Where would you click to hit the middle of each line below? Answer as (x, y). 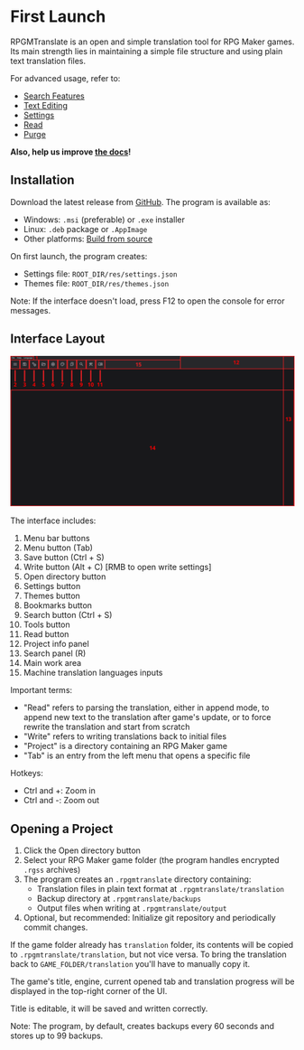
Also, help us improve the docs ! (71, 152)
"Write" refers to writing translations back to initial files (125, 736)
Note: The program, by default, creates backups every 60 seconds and (142, 1027)
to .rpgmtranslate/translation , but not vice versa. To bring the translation (148, 954)
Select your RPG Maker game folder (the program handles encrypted (151, 860)
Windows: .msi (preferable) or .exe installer (104, 220)
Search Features (54, 96)
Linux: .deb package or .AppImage (85, 229)
